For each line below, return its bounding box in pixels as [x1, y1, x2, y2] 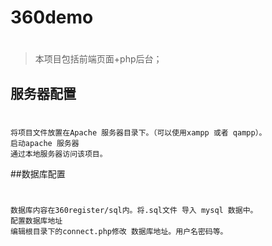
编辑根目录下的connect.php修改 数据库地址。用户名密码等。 [10, 227, 228, 237]
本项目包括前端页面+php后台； [34, 53, 163, 65]
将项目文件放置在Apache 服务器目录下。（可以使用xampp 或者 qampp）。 [10, 127, 267, 138]
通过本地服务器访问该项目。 [10, 149, 108, 159]
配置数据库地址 [10, 216, 63, 226]
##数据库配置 [10, 167, 66, 180]
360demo [10, 6, 94, 29]
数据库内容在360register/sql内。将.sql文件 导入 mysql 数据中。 [10, 206, 258, 216]
